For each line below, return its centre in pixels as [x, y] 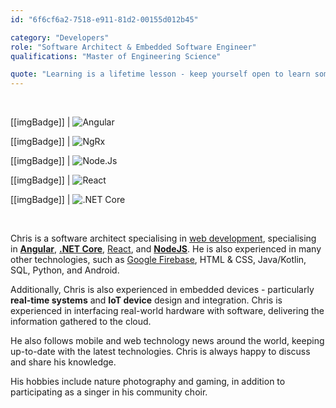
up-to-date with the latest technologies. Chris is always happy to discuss [160, 352]
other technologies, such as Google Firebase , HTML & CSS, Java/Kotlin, [158, 260]
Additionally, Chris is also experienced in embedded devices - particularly [162, 290]
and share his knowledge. [63, 362]
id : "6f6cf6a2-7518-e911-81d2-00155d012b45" [104, 19]
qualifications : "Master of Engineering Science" [116, 56]
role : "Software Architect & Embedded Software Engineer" [133, 47]
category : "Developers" [60, 37]
